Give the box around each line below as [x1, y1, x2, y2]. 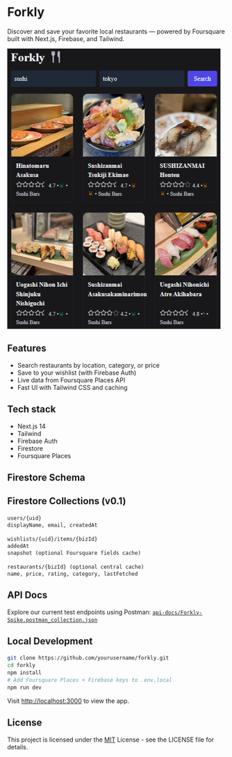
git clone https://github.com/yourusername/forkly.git [7, 655, 169, 662]
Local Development [7, 635, 93, 647]
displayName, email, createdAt [7, 522, 98, 529]
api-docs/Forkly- [152, 609, 203, 616]
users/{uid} [7, 515, 42, 522]
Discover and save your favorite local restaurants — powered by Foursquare [7, 27, 226, 36]
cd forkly [7, 662, 36, 669]
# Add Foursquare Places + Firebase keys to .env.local [7, 677, 172, 684]
